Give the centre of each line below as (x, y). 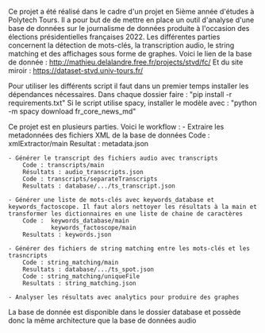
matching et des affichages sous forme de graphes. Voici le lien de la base (130, 54)
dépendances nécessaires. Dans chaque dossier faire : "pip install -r (120, 94)
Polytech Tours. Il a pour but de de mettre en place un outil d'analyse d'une (131, 20)
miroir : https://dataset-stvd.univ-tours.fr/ (76, 70)
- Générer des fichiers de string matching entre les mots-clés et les (129, 249)
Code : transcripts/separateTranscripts (90, 179)
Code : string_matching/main (71, 262)
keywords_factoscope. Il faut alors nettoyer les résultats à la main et (133, 207)
